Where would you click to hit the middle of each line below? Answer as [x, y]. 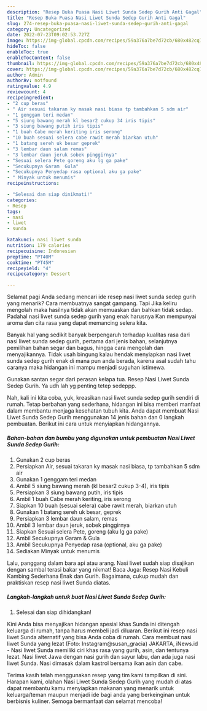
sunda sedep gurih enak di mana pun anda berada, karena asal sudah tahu [101, 361]
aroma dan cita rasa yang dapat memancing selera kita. [77, 323]
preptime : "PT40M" [30, 257]
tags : [14, 212]
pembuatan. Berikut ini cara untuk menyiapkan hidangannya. [84, 424]
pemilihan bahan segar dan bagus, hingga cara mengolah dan [85, 348]
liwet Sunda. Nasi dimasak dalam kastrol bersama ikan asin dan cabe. [95, 663]
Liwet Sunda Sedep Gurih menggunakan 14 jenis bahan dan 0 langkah [96, 418]
